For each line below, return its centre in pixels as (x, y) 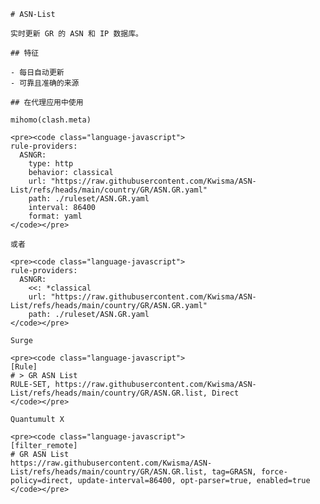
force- (274, 472)
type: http (51, 164)
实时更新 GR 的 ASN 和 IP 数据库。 (76, 34)
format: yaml (55, 216)
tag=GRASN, (234, 472)
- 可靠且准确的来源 (45, 83)
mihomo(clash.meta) (51, 120)
